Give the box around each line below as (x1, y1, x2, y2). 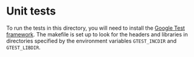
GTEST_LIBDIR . (6, 44, 41, 51)
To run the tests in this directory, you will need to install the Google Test (6, 24, 185, 32)
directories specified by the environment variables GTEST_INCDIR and (6, 37, 177, 44)
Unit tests (6, 4, 56, 18)
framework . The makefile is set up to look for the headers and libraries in (6, 30, 188, 38)
